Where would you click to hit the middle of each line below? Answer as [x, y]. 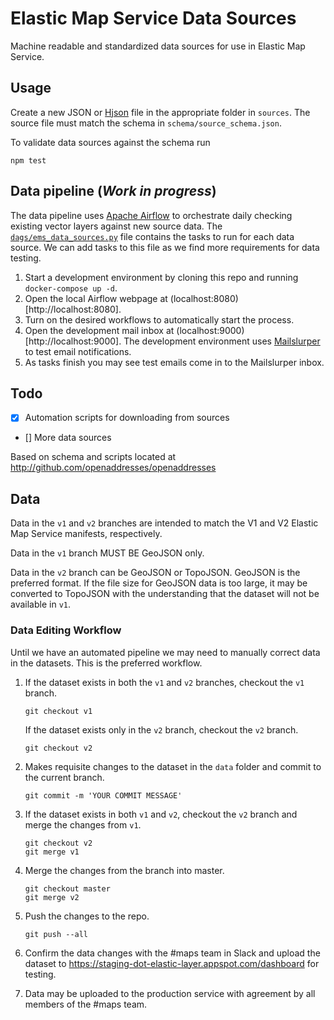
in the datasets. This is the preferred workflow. [106, 663]
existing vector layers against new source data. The [116, 226]
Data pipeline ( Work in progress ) [113, 191]
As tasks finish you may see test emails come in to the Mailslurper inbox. [174, 362]
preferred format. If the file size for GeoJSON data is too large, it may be [159, 583]
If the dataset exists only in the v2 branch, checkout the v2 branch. [161, 729]
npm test [28, 160]
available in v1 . [40, 604]
